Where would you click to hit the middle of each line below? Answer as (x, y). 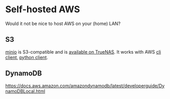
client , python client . (27, 57)
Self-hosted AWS (43, 9)
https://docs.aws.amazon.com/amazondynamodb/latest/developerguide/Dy (85, 86)
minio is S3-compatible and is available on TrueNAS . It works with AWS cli (83, 52)
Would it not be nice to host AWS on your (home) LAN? (63, 23)
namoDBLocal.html (25, 91)
